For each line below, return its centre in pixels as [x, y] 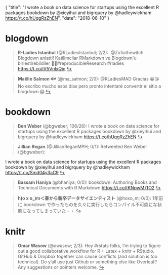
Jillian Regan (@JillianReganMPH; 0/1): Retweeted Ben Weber [82, 146]
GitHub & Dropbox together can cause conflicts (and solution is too [88, 256]
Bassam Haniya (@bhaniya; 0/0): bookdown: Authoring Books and [87, 182]
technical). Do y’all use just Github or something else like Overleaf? [87, 262]
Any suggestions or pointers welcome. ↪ [61, 267]
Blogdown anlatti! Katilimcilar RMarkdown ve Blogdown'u [77, 58]
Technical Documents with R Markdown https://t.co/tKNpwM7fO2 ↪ [89, 187]
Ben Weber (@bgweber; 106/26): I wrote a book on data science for [89, 126]
